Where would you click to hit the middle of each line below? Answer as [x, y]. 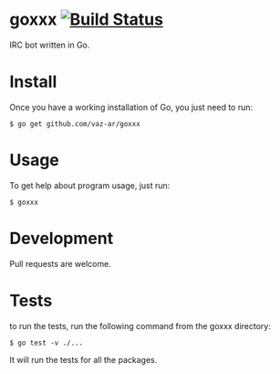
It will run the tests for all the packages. [83, 359]
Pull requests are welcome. [60, 263]
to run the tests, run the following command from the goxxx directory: [140, 326]
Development [62, 239]
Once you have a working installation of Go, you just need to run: [131, 107]
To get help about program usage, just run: [90, 185]
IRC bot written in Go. [50, 45]
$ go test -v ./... [47, 343]
